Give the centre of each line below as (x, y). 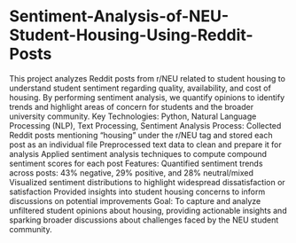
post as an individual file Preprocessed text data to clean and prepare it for (145, 145)
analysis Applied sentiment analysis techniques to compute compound (138, 153)
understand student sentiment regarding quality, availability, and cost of (140, 88)
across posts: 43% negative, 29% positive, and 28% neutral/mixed (132, 172)
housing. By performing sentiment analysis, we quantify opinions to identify (147, 97)
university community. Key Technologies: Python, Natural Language (133, 116)
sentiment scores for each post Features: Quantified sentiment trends (136, 163)
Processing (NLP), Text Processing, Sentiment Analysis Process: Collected (145, 125)
